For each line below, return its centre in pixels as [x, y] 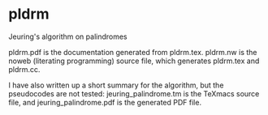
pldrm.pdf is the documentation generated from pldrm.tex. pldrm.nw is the [133, 52]
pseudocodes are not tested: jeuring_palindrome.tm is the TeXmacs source [134, 93]
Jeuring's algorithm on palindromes [68, 36]
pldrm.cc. [24, 69]
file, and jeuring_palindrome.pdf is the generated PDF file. [105, 102]
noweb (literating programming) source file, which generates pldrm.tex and [134, 61]
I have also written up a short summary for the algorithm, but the [116, 85]
